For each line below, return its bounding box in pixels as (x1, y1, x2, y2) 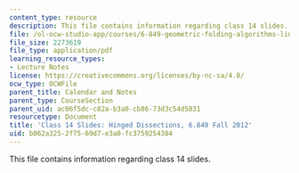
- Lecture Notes (9, 63, 69, 72)
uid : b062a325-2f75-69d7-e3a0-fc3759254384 (9, 129, 174, 138)
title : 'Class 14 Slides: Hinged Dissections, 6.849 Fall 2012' (9, 121, 253, 130)
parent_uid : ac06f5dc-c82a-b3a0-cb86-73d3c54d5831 (9, 104, 201, 113)
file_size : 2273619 (9, 37, 82, 47)
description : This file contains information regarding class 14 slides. (9, 21, 289, 30)
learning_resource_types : (9, 54, 105, 63)
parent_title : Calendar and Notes (9, 87, 138, 96)
